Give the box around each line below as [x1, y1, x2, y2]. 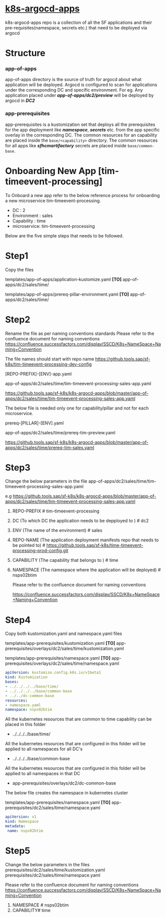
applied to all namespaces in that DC [5, 771, 81, 777]
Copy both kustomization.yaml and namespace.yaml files [5, 630, 122, 637]
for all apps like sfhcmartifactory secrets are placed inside [5, 142, 127, 148]
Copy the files [5, 267, 34, 273]
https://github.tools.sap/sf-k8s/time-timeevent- [46, 542, 144, 548]
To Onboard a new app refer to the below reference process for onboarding [5, 192, 160, 198]
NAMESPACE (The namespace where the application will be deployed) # [12, 567, 161, 573]
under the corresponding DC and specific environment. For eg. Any [5, 87, 143, 93]
